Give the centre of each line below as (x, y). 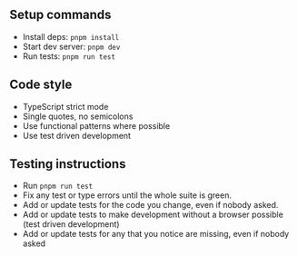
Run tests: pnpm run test (69, 56)
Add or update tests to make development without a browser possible (153, 215)
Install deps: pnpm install (71, 36)
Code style (41, 85)
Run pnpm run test (58, 186)
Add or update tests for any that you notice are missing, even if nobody (156, 234)
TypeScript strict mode (65, 106)
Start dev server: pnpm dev (71, 46)
